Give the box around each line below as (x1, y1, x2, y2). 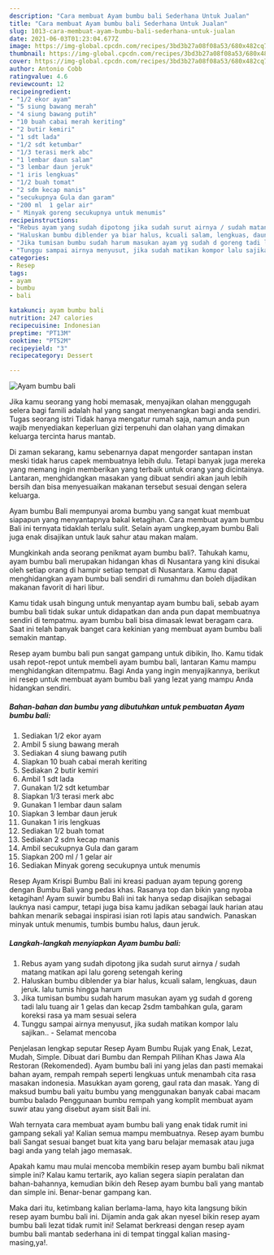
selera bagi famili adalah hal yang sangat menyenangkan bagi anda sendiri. (9, 406, 261, 416)
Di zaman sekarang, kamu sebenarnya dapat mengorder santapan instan (9, 447, 253, 457)
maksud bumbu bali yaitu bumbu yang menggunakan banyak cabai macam (9, 1087, 261, 1096)
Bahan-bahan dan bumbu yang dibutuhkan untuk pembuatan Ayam (9, 701, 245, 712)
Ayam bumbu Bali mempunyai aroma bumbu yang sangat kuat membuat (9, 506, 250, 516)
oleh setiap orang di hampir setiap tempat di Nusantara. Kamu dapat (9, 565, 238, 575)
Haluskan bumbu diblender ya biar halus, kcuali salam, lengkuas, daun (20, 976, 257, 986)
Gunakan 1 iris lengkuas (20, 817, 101, 827)
